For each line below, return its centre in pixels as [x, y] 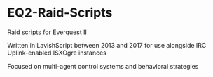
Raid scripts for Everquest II [47, 32]
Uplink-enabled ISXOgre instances [57, 53]
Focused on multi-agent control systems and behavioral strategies [103, 66]
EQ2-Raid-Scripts [60, 13]
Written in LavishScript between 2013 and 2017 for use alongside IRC [107, 45]
